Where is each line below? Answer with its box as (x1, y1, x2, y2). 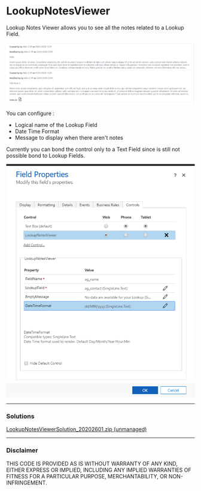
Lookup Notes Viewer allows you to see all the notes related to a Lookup (6, 24, 184, 31)
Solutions (6, 412, 35, 420)
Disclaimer (6, 446, 38, 454)
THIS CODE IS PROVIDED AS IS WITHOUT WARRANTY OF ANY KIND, (6, 460, 178, 467)
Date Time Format (14, 128, 60, 135)
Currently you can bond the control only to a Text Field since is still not (6, 146, 181, 153)
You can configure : (6, 110, 55, 117)
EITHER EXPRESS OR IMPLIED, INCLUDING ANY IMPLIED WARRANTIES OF (6, 466, 191, 474)
